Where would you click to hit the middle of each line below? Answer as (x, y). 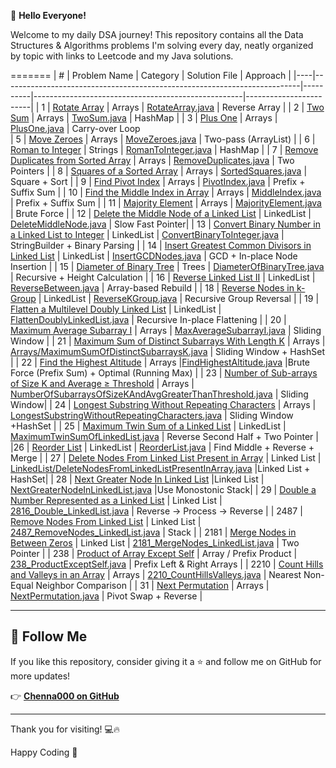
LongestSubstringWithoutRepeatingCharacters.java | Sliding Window (152, 415)
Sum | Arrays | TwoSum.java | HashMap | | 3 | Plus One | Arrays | (144, 118)
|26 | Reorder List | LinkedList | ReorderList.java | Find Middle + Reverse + (162, 447)
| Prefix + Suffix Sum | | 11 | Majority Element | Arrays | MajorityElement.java (166, 203)
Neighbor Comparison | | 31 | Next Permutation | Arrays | (152, 585)
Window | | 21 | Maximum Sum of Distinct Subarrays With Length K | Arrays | (168, 341)
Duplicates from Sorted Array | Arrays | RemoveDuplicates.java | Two (152, 160)
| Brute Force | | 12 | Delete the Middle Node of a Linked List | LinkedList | (161, 213)
